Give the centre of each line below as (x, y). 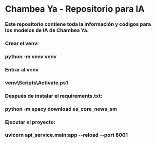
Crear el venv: (22, 43)
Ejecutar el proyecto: (30, 122)
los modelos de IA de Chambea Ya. (47, 30)
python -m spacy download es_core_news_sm (61, 109)
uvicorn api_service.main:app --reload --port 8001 (67, 135)
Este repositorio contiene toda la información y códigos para (78, 24)
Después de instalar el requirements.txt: (54, 96)
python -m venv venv (31, 56)
